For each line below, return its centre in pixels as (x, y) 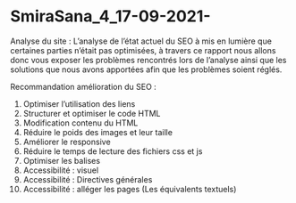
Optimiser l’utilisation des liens (79, 103)
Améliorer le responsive (67, 142)
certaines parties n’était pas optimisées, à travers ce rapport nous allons (143, 50)
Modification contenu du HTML (80, 123)
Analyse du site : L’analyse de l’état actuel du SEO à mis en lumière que (141, 41)
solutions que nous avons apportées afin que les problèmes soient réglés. (146, 69)
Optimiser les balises (62, 160)
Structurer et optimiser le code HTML (92, 113)
